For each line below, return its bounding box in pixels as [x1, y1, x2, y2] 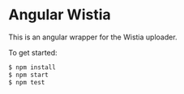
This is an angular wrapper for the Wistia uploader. [8, 32, 178, 42]
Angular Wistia [8, 6, 111, 24]
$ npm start [8, 71, 49, 79]
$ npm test [8, 78, 45, 86]
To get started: [8, 47, 58, 57]
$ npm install [8, 63, 57, 72]
